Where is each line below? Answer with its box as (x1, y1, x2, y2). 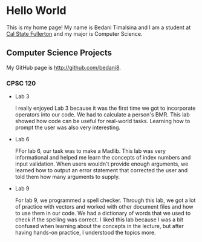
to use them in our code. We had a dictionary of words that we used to (15, 210, 191, 217)
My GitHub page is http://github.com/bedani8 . (6, 64, 121, 71)
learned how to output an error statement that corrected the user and (15, 167, 188, 174)
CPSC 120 (6, 79, 36, 87)
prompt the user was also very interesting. (15, 124, 121, 131)
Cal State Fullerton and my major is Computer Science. (6, 30, 143, 37)
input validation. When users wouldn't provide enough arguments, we (15, 160, 189, 167)
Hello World (6, 4, 67, 18)
